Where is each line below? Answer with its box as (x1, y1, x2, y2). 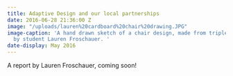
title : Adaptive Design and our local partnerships (7, 10, 159, 17)
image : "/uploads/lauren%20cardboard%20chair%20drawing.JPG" (7, 23, 188, 30)
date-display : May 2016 (7, 42, 76, 49)
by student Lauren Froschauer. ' (13, 36, 110, 43)
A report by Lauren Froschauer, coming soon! (7, 61, 137, 69)
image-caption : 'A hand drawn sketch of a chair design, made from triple (7, 29, 228, 37)
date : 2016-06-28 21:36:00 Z (7, 17, 92, 23)
